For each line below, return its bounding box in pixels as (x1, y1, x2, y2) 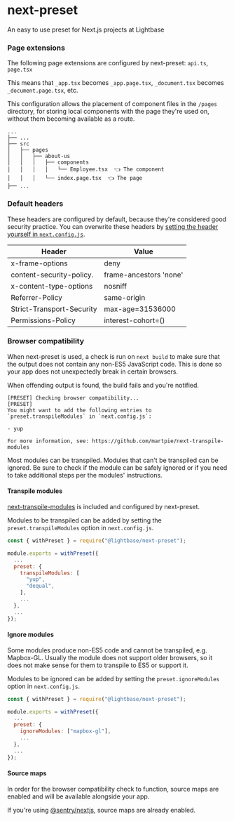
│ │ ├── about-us (7, 153, 71, 160)
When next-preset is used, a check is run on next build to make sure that (7, 352, 221, 360)
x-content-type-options (11, 281, 93, 291)
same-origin (104, 292, 146, 302)
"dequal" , (25, 582, 55, 590)
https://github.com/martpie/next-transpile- (92, 438, 224, 445)
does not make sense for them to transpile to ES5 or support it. (7, 661, 188, 669)
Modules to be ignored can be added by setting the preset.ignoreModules (7, 674, 220, 683)
